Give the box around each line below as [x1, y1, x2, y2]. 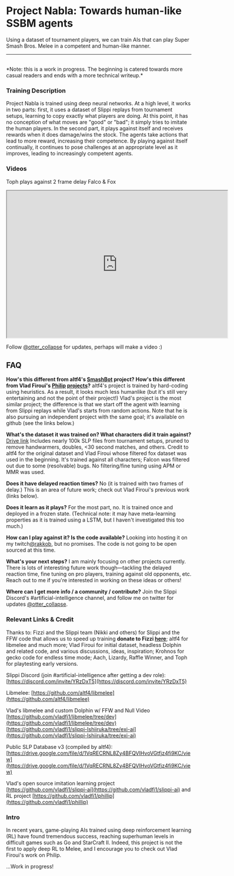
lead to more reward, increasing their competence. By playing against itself [6, 137, 188, 145]
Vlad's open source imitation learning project [6, 779, 115, 787]
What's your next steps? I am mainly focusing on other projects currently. [6, 558, 186, 565]
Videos [6, 165, 27, 173]
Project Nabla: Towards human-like [6, 4, 182, 18]
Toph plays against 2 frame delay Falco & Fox [6, 178, 116, 185]
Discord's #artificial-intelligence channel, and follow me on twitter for [6, 595, 174, 602]
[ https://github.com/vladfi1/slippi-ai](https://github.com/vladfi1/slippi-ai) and [6, 786, 191, 793]
